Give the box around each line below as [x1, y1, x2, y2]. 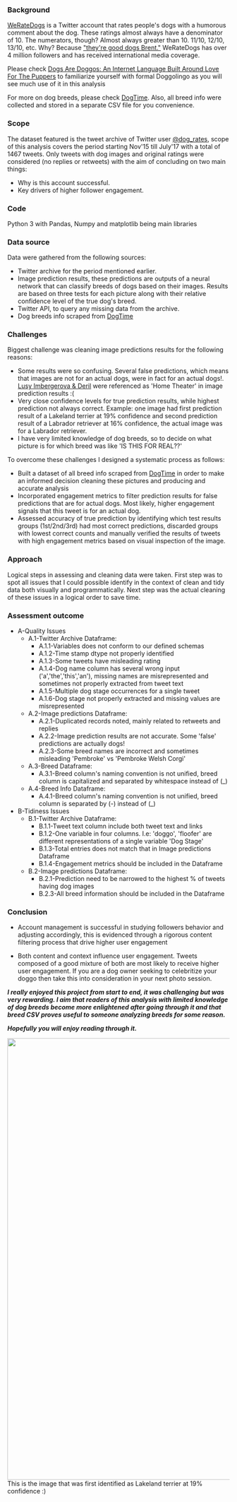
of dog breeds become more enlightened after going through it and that [7, 1003, 221, 1012]
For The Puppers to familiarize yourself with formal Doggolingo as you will [7, 72, 222, 81]
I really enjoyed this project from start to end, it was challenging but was [7, 988, 224, 997]
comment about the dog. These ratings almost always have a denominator [7, 28, 224, 37]
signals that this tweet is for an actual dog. [17, 507, 141, 515]
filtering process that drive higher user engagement [17, 938, 168, 947]
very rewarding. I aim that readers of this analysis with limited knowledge [7, 995, 229, 1004]
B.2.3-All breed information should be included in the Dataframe [38, 889, 225, 898]
